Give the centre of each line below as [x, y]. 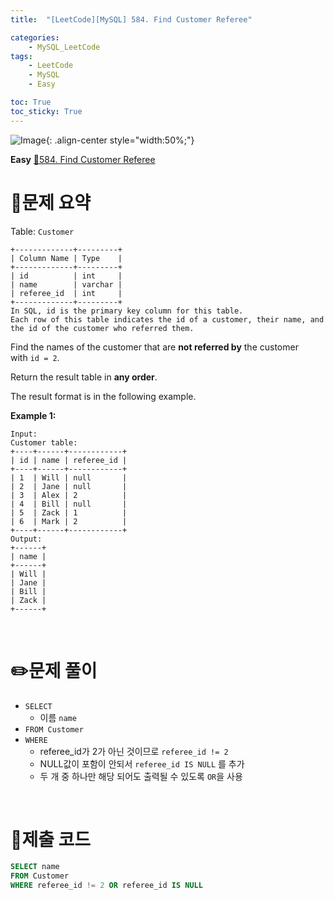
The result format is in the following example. [103, 396]
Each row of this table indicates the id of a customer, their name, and [167, 319]
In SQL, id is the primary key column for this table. [127, 311]
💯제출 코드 [51, 839]
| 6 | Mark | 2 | [69, 521]
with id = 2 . [35, 357]
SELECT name [35, 867]
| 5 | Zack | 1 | [69, 512]
